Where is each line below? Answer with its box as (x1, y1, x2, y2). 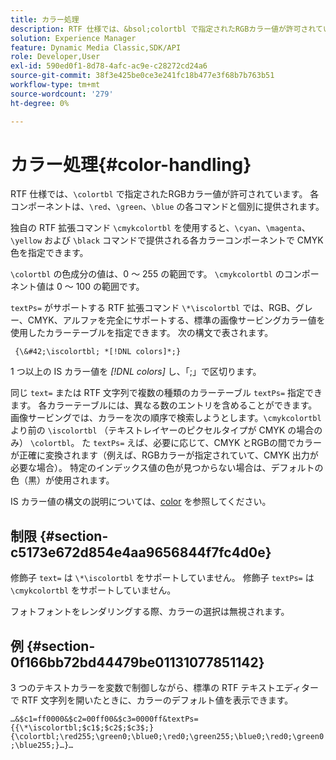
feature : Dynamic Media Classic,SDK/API (10, 42, 182, 53)
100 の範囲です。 (75, 281, 145, 293)
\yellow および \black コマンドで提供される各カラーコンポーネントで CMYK (10, 234, 324, 246)
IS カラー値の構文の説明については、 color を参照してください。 (10, 496, 272, 508)
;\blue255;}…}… (10, 741, 74, 751)
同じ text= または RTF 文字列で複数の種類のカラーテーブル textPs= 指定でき (10, 387, 323, 399)
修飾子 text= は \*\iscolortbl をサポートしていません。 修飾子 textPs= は (10, 572, 315, 584)
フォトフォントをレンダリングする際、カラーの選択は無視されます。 (10, 606, 290, 618)
